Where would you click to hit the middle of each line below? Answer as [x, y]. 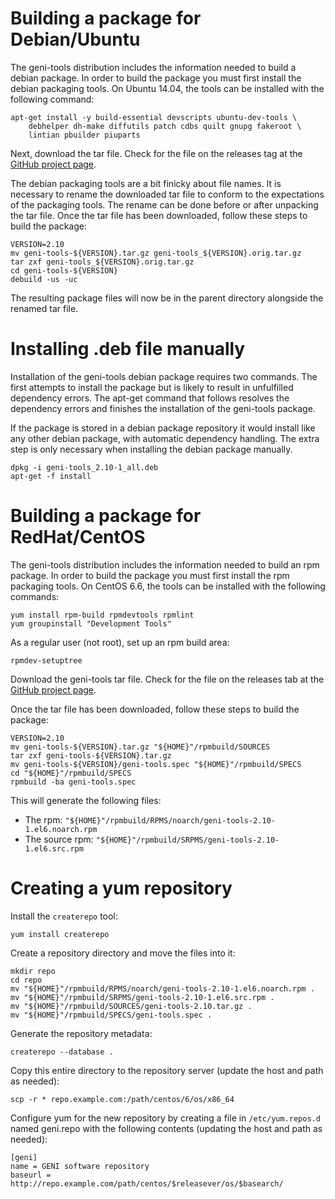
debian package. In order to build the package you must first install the [156, 78]
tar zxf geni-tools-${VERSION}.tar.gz [91, 755]
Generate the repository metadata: [81, 1033]
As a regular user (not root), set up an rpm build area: [120, 642]
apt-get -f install [51, 476]
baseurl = [31, 1175]
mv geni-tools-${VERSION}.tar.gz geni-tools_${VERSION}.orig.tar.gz [156, 253]
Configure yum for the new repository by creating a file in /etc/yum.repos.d [165, 1118]
